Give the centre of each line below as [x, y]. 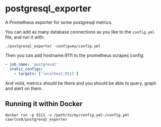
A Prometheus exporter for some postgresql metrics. [59, 22]
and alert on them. [24, 88]
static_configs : [26, 69]
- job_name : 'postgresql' [32, 64]
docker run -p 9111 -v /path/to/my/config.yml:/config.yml [67, 115]
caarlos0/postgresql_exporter [36, 120]
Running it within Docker [44, 104]
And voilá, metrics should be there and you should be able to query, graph [81, 83]
